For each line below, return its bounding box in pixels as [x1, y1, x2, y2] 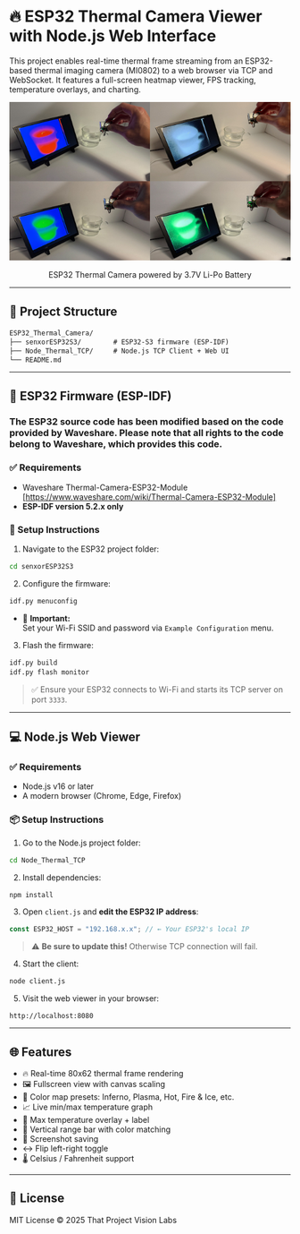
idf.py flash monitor [9, 667, 90, 677]
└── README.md [9, 356, 62, 364]
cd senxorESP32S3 [9, 562, 74, 571]
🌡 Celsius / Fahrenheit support [21, 1153, 135, 1163]
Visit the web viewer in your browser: [21, 993, 159, 1004]
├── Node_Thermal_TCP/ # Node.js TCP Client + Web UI [9, 347, 229, 356]
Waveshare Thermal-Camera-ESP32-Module [21, 482, 188, 493]
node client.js [9, 977, 66, 986]
